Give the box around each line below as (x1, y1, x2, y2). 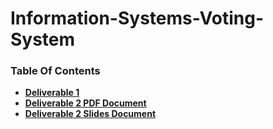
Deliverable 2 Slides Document (24, 108, 157, 120)
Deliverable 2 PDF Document (24, 97, 147, 109)
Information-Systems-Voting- (10, 7, 265, 30)
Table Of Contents (10, 64, 101, 78)
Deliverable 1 (24, 87, 80, 99)
